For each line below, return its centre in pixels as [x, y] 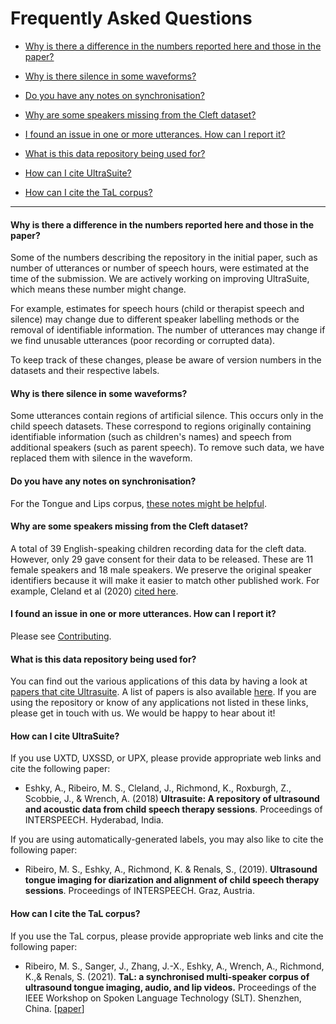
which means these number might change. [98, 289]
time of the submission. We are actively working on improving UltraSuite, [160, 279]
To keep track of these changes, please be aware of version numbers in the [166, 360]
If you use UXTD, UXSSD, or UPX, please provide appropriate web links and [166, 758]
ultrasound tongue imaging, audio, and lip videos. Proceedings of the [170, 987]
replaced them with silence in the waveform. [101, 458]
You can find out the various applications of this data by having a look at [159, 681]
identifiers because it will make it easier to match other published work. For [165, 580]
